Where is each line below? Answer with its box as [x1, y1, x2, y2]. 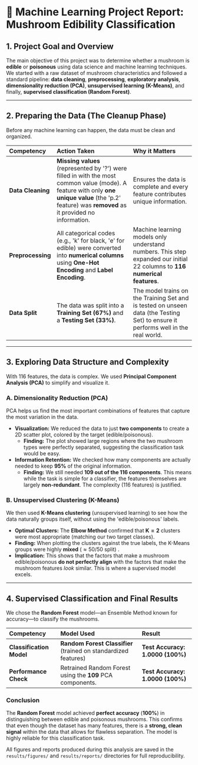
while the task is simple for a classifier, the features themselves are [23, 475, 187, 482]
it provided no [57, 208, 95, 216]
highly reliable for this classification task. [6, 734, 105, 742]
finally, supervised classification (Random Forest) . [6, 88, 131, 95]
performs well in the [133, 323, 189, 331]
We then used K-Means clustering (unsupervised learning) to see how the [6, 510, 187, 517]
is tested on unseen [133, 301, 187, 309]
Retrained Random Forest [60, 664, 131, 672]
